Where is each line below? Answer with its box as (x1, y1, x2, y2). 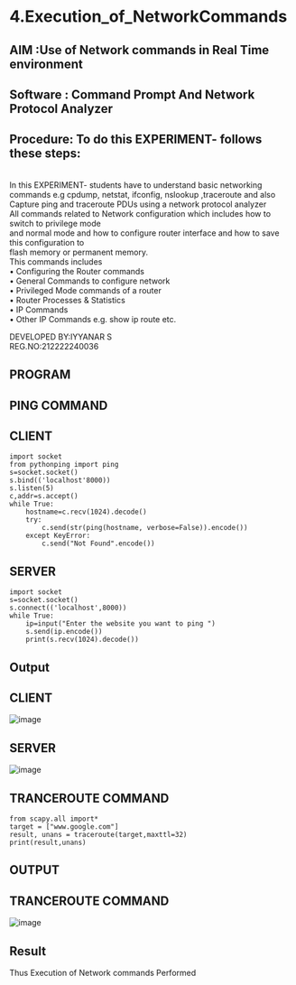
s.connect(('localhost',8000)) (9, 603, 127, 613)
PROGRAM (9, 367, 71, 383)
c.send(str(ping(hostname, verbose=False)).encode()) (42, 524, 248, 533)
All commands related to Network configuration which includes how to (9, 208, 272, 218)
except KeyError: (25, 531, 91, 541)
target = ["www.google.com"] (9, 822, 119, 832)
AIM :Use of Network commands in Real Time (9, 42, 270, 58)
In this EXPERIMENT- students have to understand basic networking (9, 179, 263, 190)
